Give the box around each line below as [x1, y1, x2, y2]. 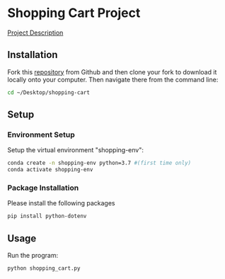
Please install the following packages [7, 199, 115, 207]
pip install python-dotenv [7, 212, 87, 220]
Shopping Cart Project [7, 5, 141, 21]
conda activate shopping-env [7, 166, 93, 173]
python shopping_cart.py [7, 265, 81, 272]
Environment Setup [7, 130, 76, 139]
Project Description [7, 28, 64, 37]
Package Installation [7, 183, 79, 193]
